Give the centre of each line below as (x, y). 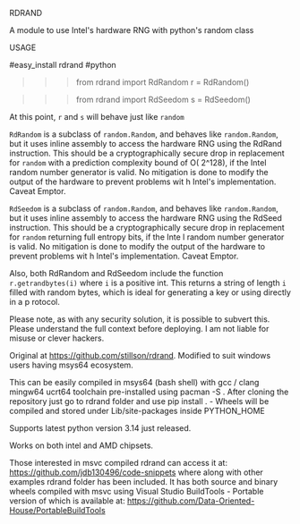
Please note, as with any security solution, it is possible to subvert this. (140, 319)
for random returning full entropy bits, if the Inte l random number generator (147, 237)
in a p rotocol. (34, 302)
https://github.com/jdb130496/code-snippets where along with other (137, 472)
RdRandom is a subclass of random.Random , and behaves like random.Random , (144, 134)
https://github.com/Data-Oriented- (191, 501)
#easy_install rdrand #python (63, 65)
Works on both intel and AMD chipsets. (81, 445)
